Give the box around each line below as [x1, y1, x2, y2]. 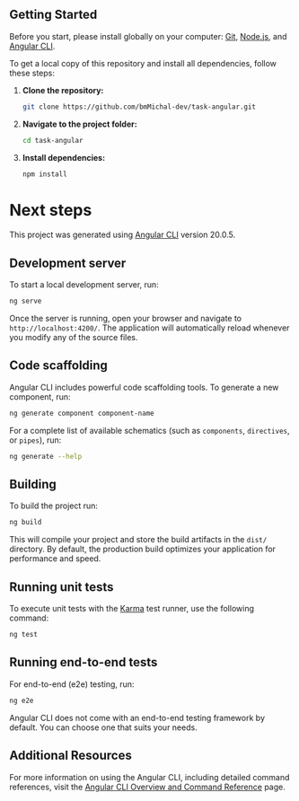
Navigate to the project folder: [22, 119, 137, 129]
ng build [9, 518, 42, 527]
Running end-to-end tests [9, 655, 158, 670]
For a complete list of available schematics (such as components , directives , [9, 425, 290, 436]
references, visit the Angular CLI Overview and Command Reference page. [9, 781, 286, 792]
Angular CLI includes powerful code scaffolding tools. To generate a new [9, 382, 279, 392]
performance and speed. [9, 553, 101, 564]
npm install [22, 170, 67, 179]
